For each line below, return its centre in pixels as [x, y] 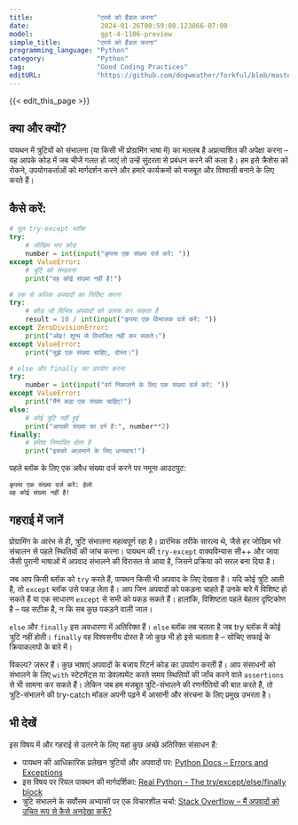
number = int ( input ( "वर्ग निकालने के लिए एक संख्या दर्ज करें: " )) [127, 385]
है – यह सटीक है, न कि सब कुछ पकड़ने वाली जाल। [81, 609]
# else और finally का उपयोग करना [67, 368]
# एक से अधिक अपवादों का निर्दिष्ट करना [65, 294]
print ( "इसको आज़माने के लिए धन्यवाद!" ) [86, 451]
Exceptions [43, 772]
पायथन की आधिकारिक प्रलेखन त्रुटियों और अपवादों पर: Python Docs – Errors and [145, 762]
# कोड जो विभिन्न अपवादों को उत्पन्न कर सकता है [92, 311]
